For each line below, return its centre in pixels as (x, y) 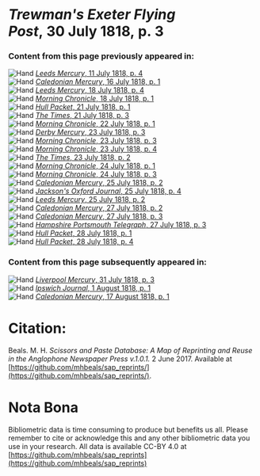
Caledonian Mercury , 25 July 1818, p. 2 (99, 183)
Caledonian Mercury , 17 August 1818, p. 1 (103, 296)
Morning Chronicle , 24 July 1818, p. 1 (96, 166)
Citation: (37, 328)
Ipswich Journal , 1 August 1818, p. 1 (93, 288)
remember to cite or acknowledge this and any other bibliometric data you (129, 438)
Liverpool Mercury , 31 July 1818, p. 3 (95, 280)
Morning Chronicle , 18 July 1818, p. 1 (95, 99)
